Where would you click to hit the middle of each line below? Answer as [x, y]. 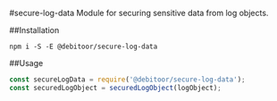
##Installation [34, 30]
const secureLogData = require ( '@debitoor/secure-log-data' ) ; [127, 80]
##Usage [26, 63]
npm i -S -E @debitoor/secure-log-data [84, 46]
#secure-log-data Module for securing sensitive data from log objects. [139, 13]
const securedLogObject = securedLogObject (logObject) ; [115, 88]
